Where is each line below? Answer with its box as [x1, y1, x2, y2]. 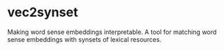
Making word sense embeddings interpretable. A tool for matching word [7, 28, 217, 36]
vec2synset [7, 4, 78, 21]
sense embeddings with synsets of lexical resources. [7, 35, 162, 43]
